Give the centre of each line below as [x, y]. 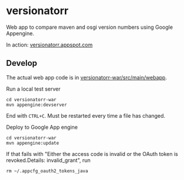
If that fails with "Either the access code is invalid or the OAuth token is [92, 154]
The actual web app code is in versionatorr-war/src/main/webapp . [86, 77]
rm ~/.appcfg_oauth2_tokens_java [47, 171]
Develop [22, 63]
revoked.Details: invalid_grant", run [48, 160]
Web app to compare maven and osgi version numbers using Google [89, 27]
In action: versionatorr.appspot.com [50, 45]
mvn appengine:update [33, 143]
